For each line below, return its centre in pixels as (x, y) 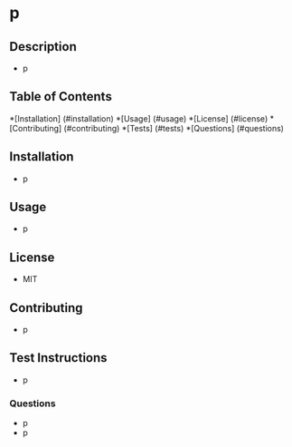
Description (43, 47)
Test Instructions (58, 358)
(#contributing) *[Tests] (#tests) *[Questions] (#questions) (174, 128)
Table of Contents (61, 97)
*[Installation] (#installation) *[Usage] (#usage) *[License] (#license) (139, 118)
